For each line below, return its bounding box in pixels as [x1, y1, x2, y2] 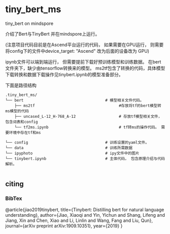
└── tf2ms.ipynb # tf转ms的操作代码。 [14, 124, 159, 130]
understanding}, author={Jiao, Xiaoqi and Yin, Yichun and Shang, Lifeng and [5, 212, 165, 218]
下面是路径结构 [5, 82, 37, 88]
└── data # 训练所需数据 [5, 145, 133, 150]
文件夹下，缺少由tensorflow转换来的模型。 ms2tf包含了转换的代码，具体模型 [5, 65, 165, 71]
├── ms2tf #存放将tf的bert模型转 [14, 103, 161, 108]
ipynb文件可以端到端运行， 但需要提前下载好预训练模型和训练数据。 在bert [5, 58, 161, 64]
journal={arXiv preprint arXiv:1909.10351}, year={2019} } [5, 222, 123, 229]
